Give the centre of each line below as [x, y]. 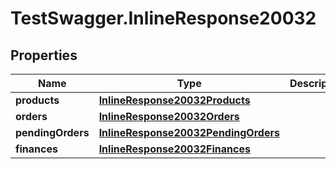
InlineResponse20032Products [174, 100]
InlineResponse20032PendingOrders [189, 132]
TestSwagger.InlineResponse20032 [163, 18]
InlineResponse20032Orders [169, 116]
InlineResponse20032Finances [174, 149]
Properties [44, 55]
